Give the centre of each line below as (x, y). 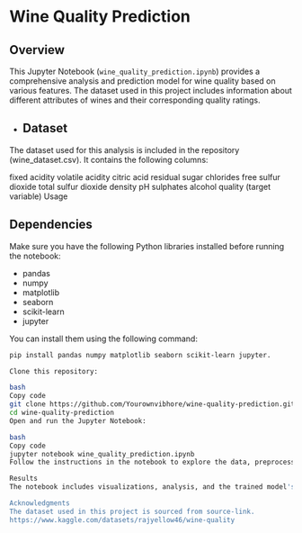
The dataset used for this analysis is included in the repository (124, 149)
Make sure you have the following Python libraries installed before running (147, 246)
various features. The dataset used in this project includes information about (151, 90)
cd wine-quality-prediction (62, 412)
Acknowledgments (40, 503)
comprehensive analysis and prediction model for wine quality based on (142, 81)
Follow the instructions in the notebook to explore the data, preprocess (152, 462)
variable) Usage (39, 196)
